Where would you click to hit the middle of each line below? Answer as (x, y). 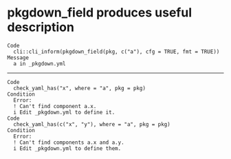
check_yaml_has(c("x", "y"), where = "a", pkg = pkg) (92, 124)
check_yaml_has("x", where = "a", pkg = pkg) (80, 88)
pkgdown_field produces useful (100, 13)
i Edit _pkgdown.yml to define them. (67, 148)
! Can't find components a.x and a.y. (69, 142)
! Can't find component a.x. (55, 106)
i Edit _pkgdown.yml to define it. (64, 112)
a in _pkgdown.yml (40, 63)
